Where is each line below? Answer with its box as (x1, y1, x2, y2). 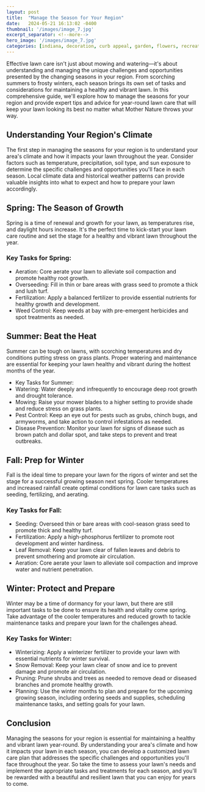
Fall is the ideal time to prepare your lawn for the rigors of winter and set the (6, 471, 198, 478)
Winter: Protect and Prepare (6, 583, 115, 594)
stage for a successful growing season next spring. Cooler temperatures (6, 478, 189, 485)
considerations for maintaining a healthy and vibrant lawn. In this (6, 86, 169, 93)
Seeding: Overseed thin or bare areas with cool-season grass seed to (15, 520, 190, 527)
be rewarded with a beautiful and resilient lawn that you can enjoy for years (6, 773, 196, 781)
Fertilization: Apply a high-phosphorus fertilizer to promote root (15, 533, 175, 540)
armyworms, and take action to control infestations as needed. (15, 418, 173, 425)
